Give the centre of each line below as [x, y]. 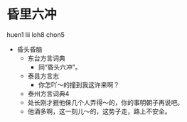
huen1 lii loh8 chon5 [36, 34]
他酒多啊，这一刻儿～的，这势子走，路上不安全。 [99, 111]
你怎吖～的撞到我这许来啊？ [79, 84]
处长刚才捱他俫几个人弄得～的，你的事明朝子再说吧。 [106, 102]
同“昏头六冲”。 [60, 67]
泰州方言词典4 [48, 94]
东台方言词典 [46, 58]
